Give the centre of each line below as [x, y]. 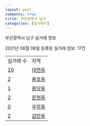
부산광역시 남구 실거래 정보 [31, 38]
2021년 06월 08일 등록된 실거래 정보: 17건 [45, 48]
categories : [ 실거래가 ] [27, 23]
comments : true [21, 14]
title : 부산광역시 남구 [26, 19]
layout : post [18, 10]
